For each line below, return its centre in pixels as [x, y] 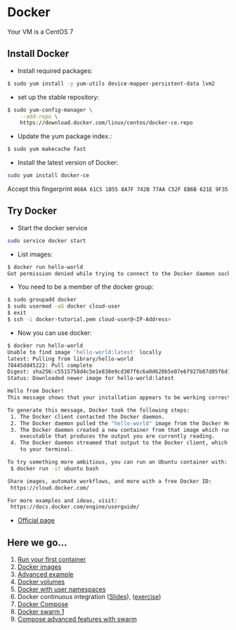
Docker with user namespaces [61, 589]
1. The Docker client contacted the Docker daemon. [87, 416]
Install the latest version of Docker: [68, 163]
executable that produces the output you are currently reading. [118, 436]
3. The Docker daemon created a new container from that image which [114, 430]
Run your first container [52, 560]
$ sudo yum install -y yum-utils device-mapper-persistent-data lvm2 [111, 84]
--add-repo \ [39, 117]
